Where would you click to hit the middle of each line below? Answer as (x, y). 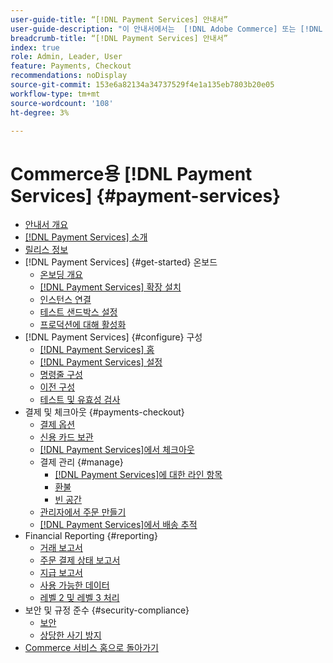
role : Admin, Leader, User (66, 57)
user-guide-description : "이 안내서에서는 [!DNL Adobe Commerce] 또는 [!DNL (166, 29)
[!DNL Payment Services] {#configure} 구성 (113, 337)
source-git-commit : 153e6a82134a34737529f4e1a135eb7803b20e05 (142, 85)
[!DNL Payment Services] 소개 (86, 237)
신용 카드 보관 (66, 437)
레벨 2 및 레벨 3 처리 (79, 598)
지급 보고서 (61, 573)
